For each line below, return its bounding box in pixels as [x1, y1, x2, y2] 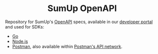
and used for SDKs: [5, 24, 45, 29]
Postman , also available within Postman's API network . [12, 43, 123, 49]
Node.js [12, 38, 28, 44]
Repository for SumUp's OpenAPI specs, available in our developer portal [5, 19, 153, 25]
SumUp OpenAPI [47, 3, 117, 14]
